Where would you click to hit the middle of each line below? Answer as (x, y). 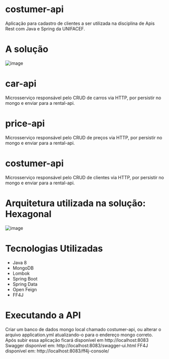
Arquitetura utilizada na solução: (75, 203)
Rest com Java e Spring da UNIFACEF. (45, 28)
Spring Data (25, 284)
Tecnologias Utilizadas (54, 248)
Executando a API (43, 315)
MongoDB (23, 268)
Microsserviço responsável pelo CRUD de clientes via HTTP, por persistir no (85, 177)
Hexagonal (28, 214)
